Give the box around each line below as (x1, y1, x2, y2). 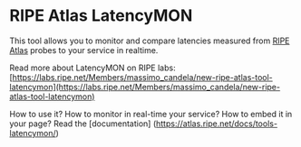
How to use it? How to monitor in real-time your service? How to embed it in (9, 108, 293, 119)
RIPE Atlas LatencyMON (9, 5, 193, 26)
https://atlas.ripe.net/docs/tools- (155, 118, 278, 129)
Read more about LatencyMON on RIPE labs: (9, 62, 176, 73)
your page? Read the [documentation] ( (9, 118, 157, 129)
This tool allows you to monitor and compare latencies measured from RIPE (9, 35, 290, 46)
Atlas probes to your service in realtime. (9, 44, 159, 55)
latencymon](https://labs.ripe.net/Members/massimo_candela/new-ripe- (9, 81, 281, 92)
